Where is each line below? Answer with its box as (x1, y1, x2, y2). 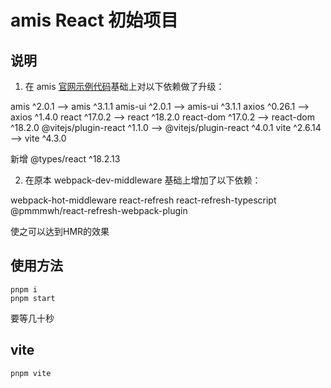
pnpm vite (10, 368, 52, 378)
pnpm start (10, 293, 56, 303)
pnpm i (10, 284, 38, 295)
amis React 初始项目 (10, 9, 179, 32)
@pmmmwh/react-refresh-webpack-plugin (10, 205, 188, 216)
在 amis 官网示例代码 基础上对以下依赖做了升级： (24, 81, 225, 92)
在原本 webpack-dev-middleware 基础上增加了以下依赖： (24, 174, 262, 186)
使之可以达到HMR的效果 (10, 226, 110, 237)
